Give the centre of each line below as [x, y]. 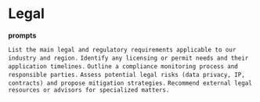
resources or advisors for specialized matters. [89, 90]
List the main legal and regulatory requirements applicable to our [122, 49]
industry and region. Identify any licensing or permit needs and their [128, 58]
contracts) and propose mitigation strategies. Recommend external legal [130, 83]
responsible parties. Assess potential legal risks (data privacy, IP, [126, 75]
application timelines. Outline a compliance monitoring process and [123, 66]
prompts [22, 35]
